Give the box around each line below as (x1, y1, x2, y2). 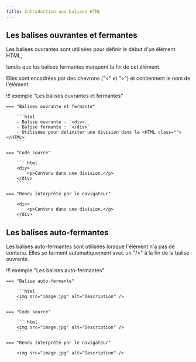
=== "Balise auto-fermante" (6, 278, 75, 285)
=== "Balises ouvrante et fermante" (6, 104, 95, 110)
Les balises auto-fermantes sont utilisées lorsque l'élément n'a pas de (6, 243, 176, 250)
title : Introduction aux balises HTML (6, 8, 101, 15)
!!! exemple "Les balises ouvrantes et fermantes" (6, 92, 123, 100)
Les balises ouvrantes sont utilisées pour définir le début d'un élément (6, 46, 176, 53)
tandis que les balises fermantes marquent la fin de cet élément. (6, 63, 161, 70)
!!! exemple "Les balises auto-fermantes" (6, 267, 105, 274)
